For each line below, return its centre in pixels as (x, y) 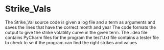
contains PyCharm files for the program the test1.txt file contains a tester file (82, 37)
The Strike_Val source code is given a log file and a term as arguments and (80, 22)
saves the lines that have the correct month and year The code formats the (81, 27)
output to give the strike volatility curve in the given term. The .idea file (76, 32)
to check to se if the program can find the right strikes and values (71, 42)
